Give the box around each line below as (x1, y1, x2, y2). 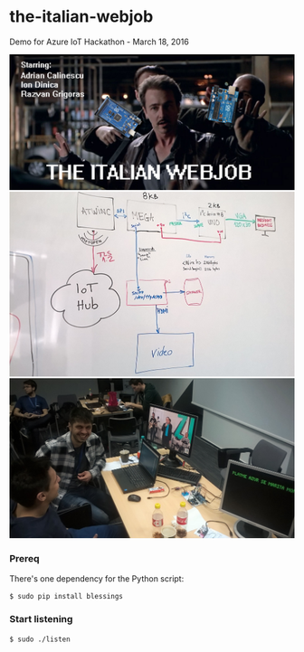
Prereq (9, 553, 40, 565)
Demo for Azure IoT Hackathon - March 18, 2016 (9, 36, 190, 47)
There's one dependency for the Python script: (9, 572, 185, 584)
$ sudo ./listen (9, 635, 71, 644)
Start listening (9, 613, 73, 626)
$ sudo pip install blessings (9, 591, 124, 600)
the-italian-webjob (9, 6, 154, 27)
